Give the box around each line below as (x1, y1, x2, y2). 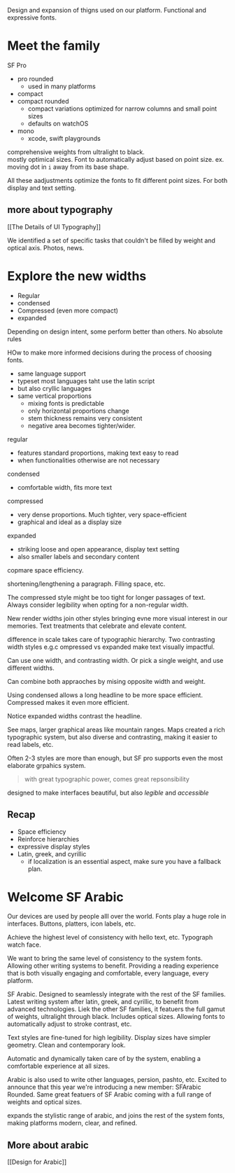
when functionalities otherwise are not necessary (17, 455, 160, 465)
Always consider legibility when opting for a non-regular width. (7, 601, 189, 609)
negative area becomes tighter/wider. (27, 421, 136, 430)
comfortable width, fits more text (17, 483, 113, 491)
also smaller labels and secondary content (17, 552, 140, 561)
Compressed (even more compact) (17, 306, 119, 315)
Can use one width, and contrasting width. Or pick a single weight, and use (7, 656, 224, 664)
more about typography (7, 204, 113, 216)
